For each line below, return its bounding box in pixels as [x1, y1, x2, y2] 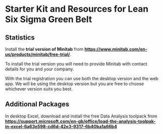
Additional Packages [5, 100, 70, 109]
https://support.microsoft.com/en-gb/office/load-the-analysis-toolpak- [5, 118, 156, 124]
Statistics [5, 33, 35, 42]
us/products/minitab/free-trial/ [5, 51, 70, 57]
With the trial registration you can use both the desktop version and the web [5, 76, 159, 81]
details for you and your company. [5, 66, 74, 72]
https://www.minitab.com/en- [84, 46, 148, 52]
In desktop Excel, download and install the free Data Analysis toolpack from [5, 113, 158, 119]
